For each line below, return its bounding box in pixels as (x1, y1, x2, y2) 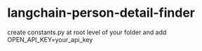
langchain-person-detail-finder (7, 5, 195, 21)
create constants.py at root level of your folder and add (7, 28, 167, 36)
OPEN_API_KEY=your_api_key (7, 35, 93, 43)
